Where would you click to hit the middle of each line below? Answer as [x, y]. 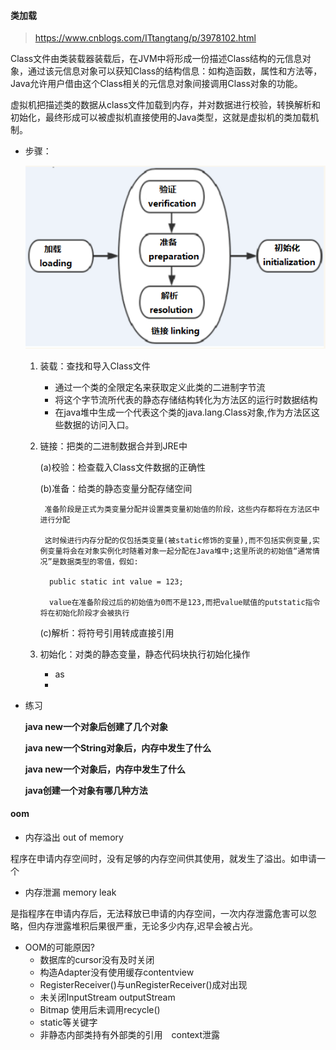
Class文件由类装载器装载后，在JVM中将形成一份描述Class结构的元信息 [156, 59]
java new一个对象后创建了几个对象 [96, 726]
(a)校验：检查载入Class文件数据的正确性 [122, 467]
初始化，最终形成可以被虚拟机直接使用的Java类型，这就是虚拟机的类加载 [160, 117]
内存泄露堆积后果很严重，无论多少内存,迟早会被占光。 [147, 926]
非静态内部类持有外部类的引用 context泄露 [130, 1034]
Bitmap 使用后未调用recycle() [100, 1009]
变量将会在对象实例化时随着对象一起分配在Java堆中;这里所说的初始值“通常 [180, 551]
